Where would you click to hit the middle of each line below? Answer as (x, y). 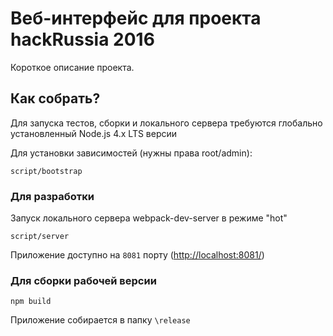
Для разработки (52, 196)
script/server (40, 237)
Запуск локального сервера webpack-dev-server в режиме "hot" (149, 218)
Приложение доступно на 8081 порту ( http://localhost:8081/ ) (137, 255)
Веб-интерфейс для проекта (136, 18)
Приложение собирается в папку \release (100, 320)
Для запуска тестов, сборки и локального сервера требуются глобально (166, 123)
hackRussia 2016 (82, 39)
